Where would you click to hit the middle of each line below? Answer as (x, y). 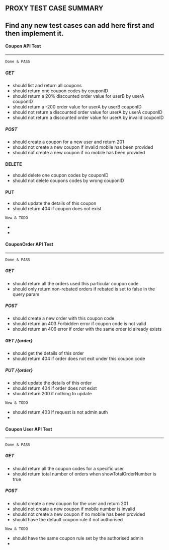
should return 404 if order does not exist (55, 388)
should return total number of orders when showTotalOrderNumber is (84, 474)
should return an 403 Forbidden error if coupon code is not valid (79, 324)
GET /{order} (19, 341)
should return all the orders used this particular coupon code (75, 283)
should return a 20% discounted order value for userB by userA (78, 96)
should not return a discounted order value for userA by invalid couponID (88, 117)
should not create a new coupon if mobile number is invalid (74, 509)
